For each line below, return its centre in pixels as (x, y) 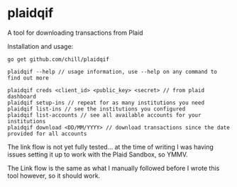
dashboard (22, 96)
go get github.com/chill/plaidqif (59, 59)
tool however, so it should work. (54, 176)
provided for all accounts (47, 134)
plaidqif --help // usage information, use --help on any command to (112, 72)
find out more (28, 78)
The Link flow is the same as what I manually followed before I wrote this (114, 168)
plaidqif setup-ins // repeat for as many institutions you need (106, 103)
